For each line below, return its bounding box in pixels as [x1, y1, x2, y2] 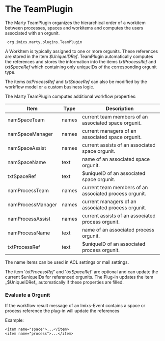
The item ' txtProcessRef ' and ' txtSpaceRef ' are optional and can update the [5, 269, 159, 275]
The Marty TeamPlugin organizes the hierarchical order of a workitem [5, 20, 146, 26]
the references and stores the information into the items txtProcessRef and [5, 58, 156, 64]
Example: [5, 317, 24, 323]
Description [106, 105, 134, 112]
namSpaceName [7, 159, 46, 166]
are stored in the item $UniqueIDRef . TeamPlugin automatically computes [5, 53, 154, 59]
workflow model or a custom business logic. [5, 84, 95, 89]
